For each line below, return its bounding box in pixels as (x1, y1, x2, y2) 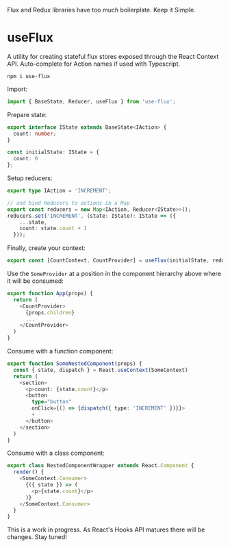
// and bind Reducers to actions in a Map (7, 199, 130, 206)
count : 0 (13, 155, 38, 162)
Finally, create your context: (7, 244, 86, 252)
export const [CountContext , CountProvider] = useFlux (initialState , (7, 257, 210, 264)
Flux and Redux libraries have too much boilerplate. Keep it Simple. (7, 6, 196, 14)
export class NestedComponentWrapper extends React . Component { (7, 462, 194, 469)
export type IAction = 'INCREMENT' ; (7, 188, 112, 195)
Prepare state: (7, 110, 47, 119)
